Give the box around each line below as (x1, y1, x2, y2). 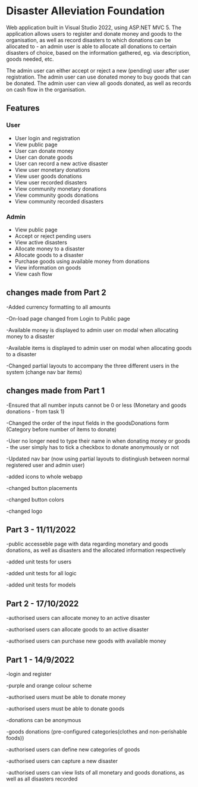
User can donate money (14, 147, 74, 154)
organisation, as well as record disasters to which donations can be (6, 36, 171, 43)
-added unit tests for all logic (6, 570, 77, 577)
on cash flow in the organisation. (6, 86, 86, 93)
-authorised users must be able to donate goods (6, 705, 125, 712)
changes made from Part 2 (6, 287, 107, 298)
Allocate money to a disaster (14, 245, 85, 252)
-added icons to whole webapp (6, 473, 83, 480)
